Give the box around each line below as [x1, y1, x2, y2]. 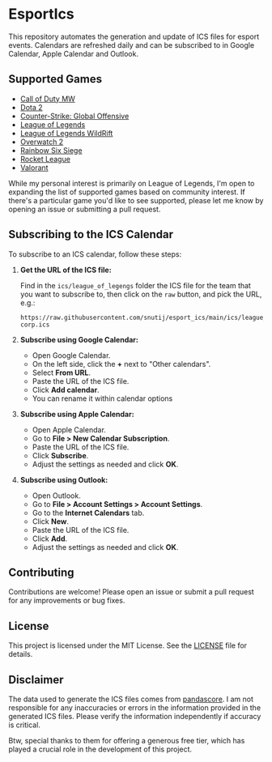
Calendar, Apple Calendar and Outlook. [8, 49, 139, 58]
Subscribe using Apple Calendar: [19, 409, 135, 419]
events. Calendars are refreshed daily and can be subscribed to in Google [8, 40, 255, 49]
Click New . [32, 516, 70, 526]
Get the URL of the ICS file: [19, 265, 112, 275]
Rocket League [19, 154, 71, 164]
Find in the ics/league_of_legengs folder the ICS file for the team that [19, 280, 251, 290]
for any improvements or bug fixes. [8, 596, 125, 606]
